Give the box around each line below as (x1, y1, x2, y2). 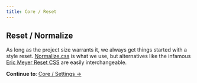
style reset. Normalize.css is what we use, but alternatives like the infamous (6, 53, 191, 60)
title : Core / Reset (6, 8, 57, 15)
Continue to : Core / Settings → (6, 71, 82, 78)
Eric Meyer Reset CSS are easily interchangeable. (6, 59, 127, 66)
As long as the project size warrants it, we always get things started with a (6, 46, 188, 53)
